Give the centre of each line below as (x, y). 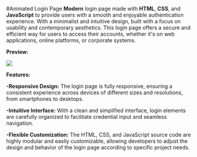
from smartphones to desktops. (45, 99)
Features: (19, 75)
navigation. (20, 123)
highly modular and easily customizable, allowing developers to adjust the (97, 141)
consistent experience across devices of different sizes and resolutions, (95, 93)
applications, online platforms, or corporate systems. (71, 40)
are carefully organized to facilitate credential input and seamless (87, 117)
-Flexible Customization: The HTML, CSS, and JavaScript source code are (98, 135)
